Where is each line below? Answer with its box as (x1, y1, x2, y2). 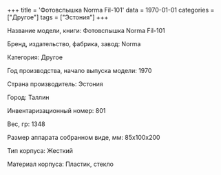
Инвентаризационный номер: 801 (7, 107, 106, 114)
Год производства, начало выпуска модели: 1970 (7, 67, 152, 74)
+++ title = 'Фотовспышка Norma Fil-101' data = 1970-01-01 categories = (7, 6, 215, 14)
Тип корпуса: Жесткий (7, 147, 74, 154)
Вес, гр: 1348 (7, 120, 46, 128)
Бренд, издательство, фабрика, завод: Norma (7, 40, 141, 48)
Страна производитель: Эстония (7, 80, 103, 88)
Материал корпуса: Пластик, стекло (7, 160, 114, 168)
